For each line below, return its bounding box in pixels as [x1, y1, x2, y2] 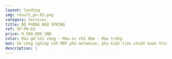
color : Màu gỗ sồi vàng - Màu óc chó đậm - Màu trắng [5, 36, 123, 42]
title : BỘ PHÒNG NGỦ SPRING [5, 22, 66, 27]
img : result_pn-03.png [5, 12, 54, 17]
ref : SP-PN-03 [5, 27, 36, 32]
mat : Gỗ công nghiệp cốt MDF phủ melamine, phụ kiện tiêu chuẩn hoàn [5, 41, 157, 46]
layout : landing [5, 7, 40, 13]
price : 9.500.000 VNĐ [5, 31, 52, 36]
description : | [5, 46, 38, 51]
